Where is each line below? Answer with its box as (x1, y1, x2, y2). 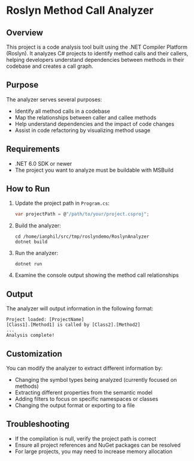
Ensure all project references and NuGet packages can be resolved (14, 441, 181, 448)
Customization (6, 349, 63, 359)
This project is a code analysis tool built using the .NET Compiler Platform (6, 43, 187, 50)
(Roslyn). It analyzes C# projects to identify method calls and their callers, (6, 50, 189, 57)
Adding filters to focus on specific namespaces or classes (14, 395, 159, 402)
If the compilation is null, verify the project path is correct (14, 435, 157, 442)
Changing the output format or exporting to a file (14, 402, 135, 409)
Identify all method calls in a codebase (14, 107, 111, 115)
